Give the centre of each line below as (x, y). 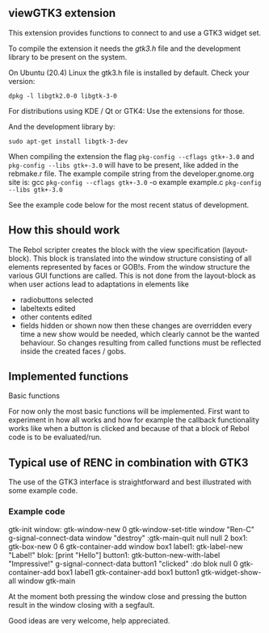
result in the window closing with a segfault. (82, 605)
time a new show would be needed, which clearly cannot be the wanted (140, 333)
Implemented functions (69, 377)
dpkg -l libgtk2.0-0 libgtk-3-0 (63, 96)
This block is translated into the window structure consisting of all (143, 258)
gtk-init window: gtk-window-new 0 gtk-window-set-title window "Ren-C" (132, 529)
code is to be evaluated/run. (55, 437)
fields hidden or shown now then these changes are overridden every (136, 325)
